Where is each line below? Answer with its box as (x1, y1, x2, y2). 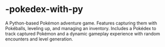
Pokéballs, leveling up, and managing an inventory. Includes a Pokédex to (5, 25, 156, 31)
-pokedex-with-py (5, 3, 83, 15)
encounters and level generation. (5, 36, 73, 42)
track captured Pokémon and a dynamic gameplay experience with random (5, 30, 160, 36)
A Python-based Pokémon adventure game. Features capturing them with (5, 20, 157, 26)
